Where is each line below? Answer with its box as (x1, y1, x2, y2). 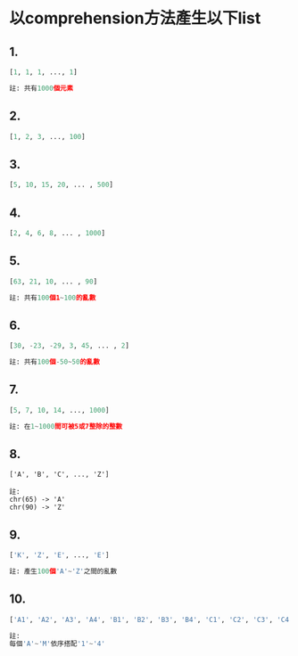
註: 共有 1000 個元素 (9, 84, 74, 93)
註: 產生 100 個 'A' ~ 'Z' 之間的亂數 (9, 567, 118, 576)
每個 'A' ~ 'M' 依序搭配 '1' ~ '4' (9, 639, 105, 649)
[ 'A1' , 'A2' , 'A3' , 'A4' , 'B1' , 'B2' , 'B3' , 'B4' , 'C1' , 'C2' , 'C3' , (9, 615, 274, 624)
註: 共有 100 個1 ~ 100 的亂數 (9, 293, 96, 302)
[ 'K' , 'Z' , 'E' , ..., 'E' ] (9, 551, 110, 560)
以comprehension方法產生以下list (9, 8, 261, 29)
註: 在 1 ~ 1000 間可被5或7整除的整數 (9, 422, 123, 430)
